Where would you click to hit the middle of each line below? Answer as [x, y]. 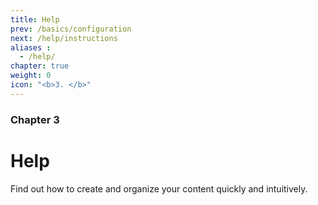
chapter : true [40, 66]
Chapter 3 [35, 119]
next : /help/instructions [64, 38]
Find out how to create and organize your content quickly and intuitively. [159, 188]
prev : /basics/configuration [71, 29]
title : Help [35, 19]
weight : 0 [31, 76]
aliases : [31, 47]
